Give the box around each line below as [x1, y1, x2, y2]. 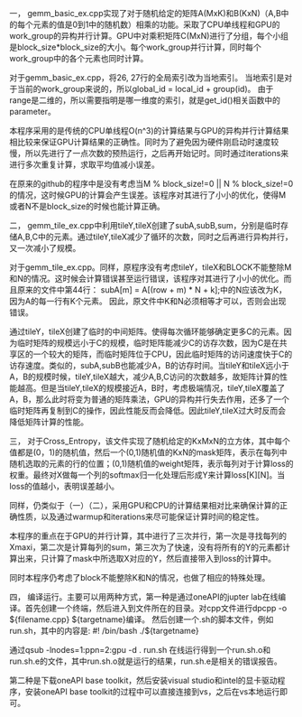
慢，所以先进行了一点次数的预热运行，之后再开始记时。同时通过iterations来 [9, 148, 289, 158]
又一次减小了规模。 [9, 243, 81, 253]
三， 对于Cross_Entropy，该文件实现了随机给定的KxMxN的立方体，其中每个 [9, 436, 290, 446]
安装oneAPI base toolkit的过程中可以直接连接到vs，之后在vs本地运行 [24, 686, 280, 697]
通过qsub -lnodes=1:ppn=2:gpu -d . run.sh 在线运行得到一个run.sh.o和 [9, 645, 271, 655]
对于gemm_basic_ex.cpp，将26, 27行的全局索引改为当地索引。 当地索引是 [9, 72, 285, 83]
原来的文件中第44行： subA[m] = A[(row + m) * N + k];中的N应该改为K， [16, 284, 287, 295]
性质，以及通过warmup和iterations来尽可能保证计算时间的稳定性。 [16, 511, 264, 522]
